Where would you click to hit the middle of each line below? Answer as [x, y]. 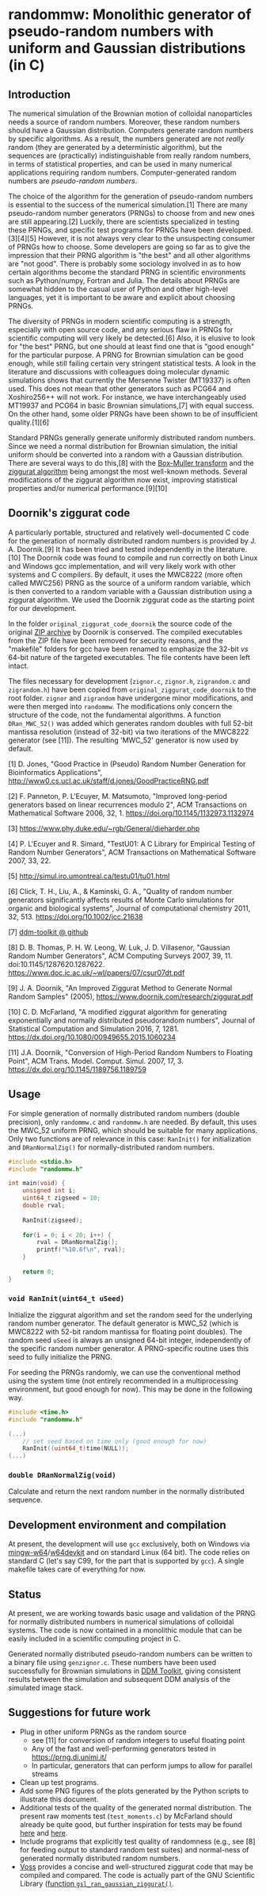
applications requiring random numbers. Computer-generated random [123, 173]
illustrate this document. [59, 1799]
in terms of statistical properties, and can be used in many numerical [120, 164]
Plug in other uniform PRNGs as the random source [103, 1732]
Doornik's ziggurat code [69, 513]
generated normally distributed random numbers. [100, 1858]
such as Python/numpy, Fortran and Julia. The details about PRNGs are [124, 280]
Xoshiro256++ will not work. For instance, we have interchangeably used [127, 397]
